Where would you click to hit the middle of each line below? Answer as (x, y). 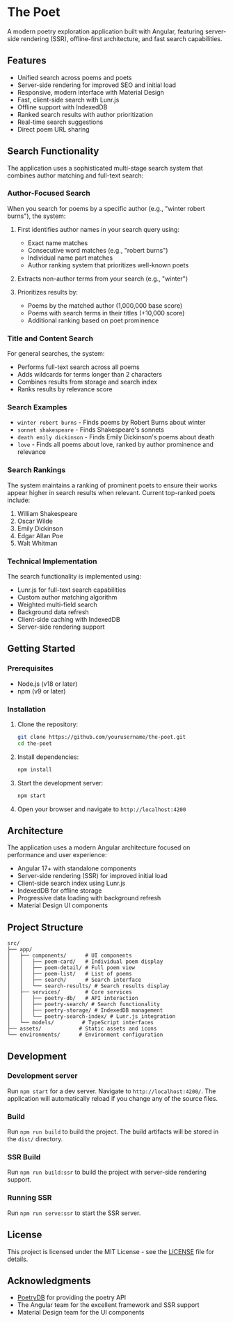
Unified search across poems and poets (74, 77)
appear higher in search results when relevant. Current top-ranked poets (111, 492)
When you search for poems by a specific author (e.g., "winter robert (106, 208)
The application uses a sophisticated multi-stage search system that (105, 168)
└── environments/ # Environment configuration (85, 1035)
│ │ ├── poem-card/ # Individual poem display (85, 962)
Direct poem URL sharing (53, 129)
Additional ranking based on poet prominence (93, 320)
